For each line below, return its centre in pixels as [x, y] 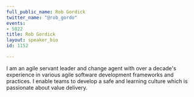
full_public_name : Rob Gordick [46, 12]
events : [16, 23]
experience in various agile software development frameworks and [90, 75]
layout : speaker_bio [33, 40]
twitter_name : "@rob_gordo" [42, 18]
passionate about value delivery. [47, 87]
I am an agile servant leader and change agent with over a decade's [91, 68]
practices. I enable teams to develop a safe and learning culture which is [97, 81]
